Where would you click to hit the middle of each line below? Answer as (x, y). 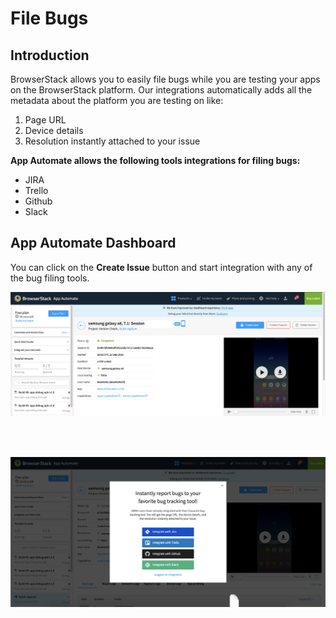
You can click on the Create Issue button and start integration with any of (161, 267)
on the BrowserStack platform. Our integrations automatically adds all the (161, 90)
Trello (36, 190)
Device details (54, 130)
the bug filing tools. (50, 278)
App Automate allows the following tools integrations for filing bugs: (155, 160)
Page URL (45, 120)
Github (38, 201)
